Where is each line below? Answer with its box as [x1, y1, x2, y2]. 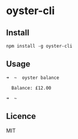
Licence [6, 111, 37, 121]
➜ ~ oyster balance [6, 75, 60, 81]
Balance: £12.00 [11, 85, 51, 91]
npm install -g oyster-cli [6, 43, 73, 49]
